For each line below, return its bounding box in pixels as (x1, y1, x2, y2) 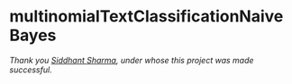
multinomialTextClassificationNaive (9, 6, 284, 27)
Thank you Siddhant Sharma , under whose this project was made (9, 55, 254, 65)
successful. (9, 64, 52, 75)
